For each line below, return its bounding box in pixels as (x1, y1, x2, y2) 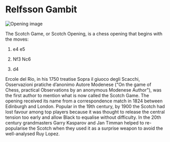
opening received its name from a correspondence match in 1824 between (5, 98, 163, 104)
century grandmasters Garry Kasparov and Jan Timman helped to (5, 119, 144, 126)
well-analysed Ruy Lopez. (5, 130, 60, 137)
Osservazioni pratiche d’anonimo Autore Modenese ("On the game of (5, 81, 152, 87)
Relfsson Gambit (5, 4, 77, 15)
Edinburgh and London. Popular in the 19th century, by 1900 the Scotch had (5, 103, 165, 109)
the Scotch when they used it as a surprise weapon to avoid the (29, 125, 163, 131)
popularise (5, 125, 28, 131)
